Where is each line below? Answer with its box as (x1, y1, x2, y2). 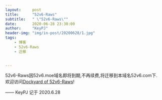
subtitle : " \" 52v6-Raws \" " (5, 16, 69, 21)
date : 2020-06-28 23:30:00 (5, 21, 75, 26)
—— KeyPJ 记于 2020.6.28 (5, 89, 61, 95)
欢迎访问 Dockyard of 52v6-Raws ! (5, 78, 75, 85)
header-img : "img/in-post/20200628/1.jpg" (5, 30, 95, 35)
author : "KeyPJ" (5, 26, 49, 31)
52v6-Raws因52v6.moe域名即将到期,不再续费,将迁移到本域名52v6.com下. (5, 72, 157, 78)
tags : (5, 35, 17, 40)
